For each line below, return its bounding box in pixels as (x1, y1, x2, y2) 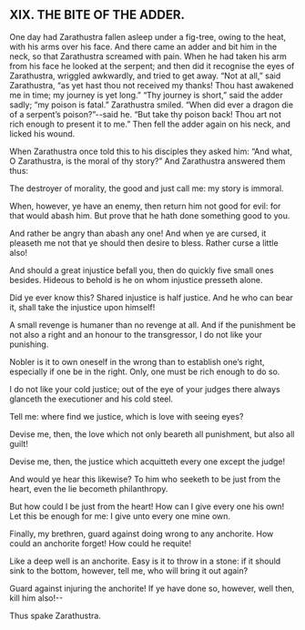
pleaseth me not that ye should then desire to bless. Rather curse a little (9, 237, 280, 249)
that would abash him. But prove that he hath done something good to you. (9, 209, 290, 221)
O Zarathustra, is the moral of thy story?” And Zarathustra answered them (9, 155, 286, 167)
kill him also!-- (9, 592, 64, 604)
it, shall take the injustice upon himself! (9, 301, 156, 312)
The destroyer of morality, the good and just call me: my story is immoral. (9, 182, 284, 194)
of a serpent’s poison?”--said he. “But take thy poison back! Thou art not (9, 108, 282, 119)
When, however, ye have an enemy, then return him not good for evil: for (9, 200, 281, 211)
